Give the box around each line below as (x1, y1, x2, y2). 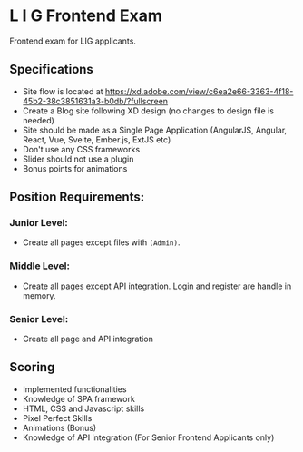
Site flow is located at (22, 85, 103, 96)
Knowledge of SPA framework (22, 393, 136, 404)
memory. (22, 290, 56, 300)
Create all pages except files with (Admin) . (22, 237, 181, 248)
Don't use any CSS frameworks (22, 143, 141, 154)
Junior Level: (9, 217, 68, 230)
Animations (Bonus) (22, 422, 97, 433)
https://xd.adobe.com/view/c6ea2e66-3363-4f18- (104, 85, 294, 96)
